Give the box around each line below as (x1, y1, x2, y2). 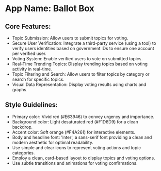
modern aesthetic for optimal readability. (12, 139, 94, 145)
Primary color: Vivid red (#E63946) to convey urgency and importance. (12, 114, 155, 120)
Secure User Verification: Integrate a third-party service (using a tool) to (12, 40, 156, 46)
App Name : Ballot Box (5, 3, 95, 14)
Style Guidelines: (5, 101, 58, 109)
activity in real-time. (12, 66, 52, 72)
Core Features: (5, 22, 51, 31)
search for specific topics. (12, 76, 64, 82)
